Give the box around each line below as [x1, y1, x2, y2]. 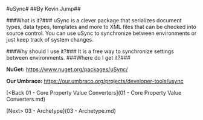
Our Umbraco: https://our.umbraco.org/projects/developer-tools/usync [6, 78, 184, 84]
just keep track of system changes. [6, 36, 94, 43]
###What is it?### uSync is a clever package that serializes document [6, 17, 182, 24]
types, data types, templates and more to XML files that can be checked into [6, 24, 196, 30]
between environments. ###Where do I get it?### [6, 54, 131, 61]
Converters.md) [6, 96, 46, 103]
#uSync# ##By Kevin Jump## [6, 5, 81, 12]
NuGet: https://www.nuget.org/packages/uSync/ [6, 66, 128, 73]
